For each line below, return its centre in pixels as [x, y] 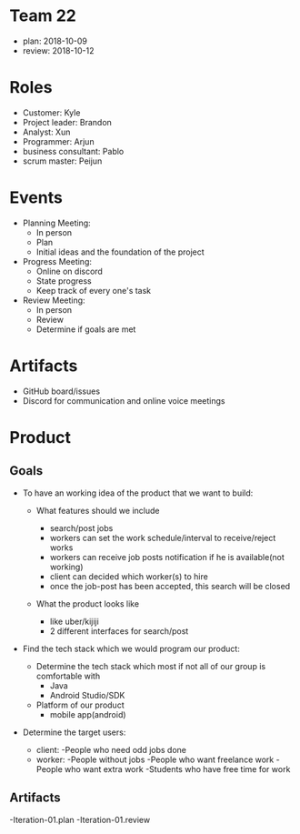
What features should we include [98, 510]
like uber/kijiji [75, 621]
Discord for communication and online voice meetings [124, 400]
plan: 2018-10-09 [55, 41]
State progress [64, 281]
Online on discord [69, 271]
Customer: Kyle [51, 112]
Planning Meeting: [56, 223]
